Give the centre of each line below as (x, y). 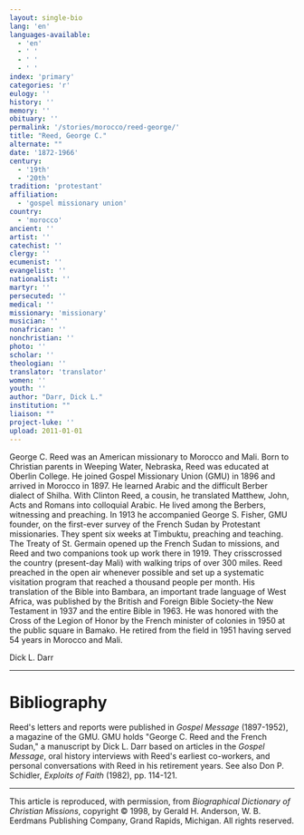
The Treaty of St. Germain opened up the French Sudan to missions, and (144, 543)
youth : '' (28, 389)
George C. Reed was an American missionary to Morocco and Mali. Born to (149, 456)
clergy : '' (30, 254)
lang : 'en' (30, 26)
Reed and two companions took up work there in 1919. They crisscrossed (146, 553)
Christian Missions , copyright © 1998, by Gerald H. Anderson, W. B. (135, 811)
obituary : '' (34, 119)
